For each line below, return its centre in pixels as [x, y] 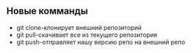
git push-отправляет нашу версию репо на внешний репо [101, 42]
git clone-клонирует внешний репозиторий [79, 27]
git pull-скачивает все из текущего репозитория [87, 35]
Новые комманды [47, 11]
